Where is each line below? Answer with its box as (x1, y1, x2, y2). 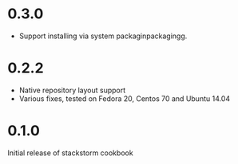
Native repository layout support (18, 85, 126, 95)
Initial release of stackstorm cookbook (7, 148, 133, 158)
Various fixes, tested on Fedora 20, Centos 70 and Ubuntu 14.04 (18, 93, 231, 103)
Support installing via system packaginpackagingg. (18, 31, 188, 41)
